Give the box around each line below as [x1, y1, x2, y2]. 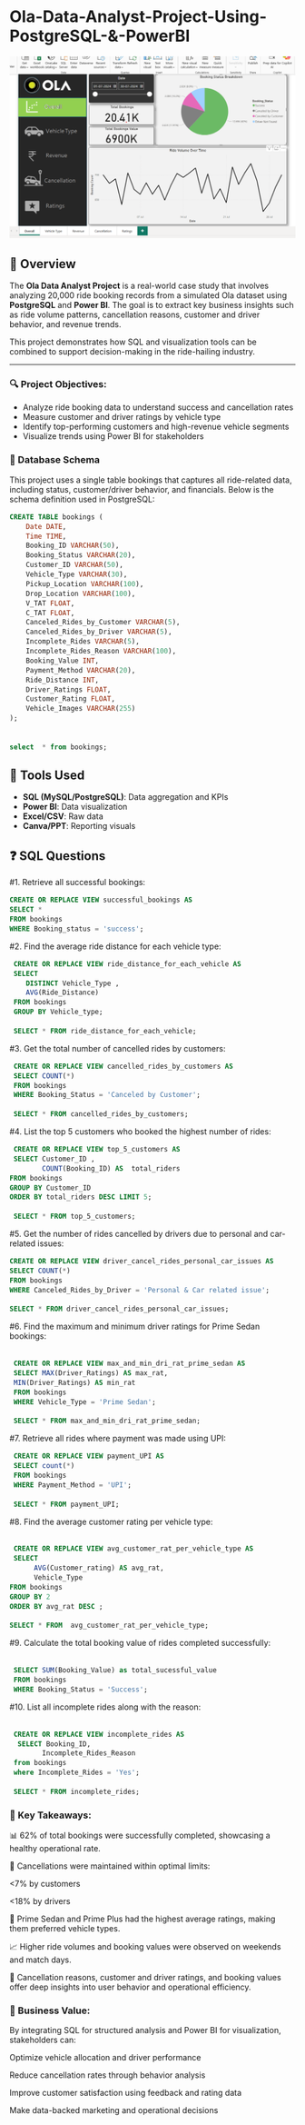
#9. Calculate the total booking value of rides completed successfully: [9, 1638, 271, 1649]
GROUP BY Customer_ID [9, 1183, 92, 1192]
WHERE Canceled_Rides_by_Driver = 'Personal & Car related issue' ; [9, 1285, 271, 1294]
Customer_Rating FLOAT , [25, 694, 116, 703]
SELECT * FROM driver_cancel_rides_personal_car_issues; [9, 1304, 230, 1314]
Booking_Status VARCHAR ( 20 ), [25, 551, 136, 560]
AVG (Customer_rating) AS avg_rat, [33, 1563, 165, 1573]
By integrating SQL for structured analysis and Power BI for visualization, [9, 2025, 281, 2036]
